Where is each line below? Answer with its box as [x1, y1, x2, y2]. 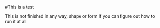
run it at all [5, 19, 27, 24]
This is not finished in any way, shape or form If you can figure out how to [5, 14, 155, 19]
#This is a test [5, 4, 34, 10]
